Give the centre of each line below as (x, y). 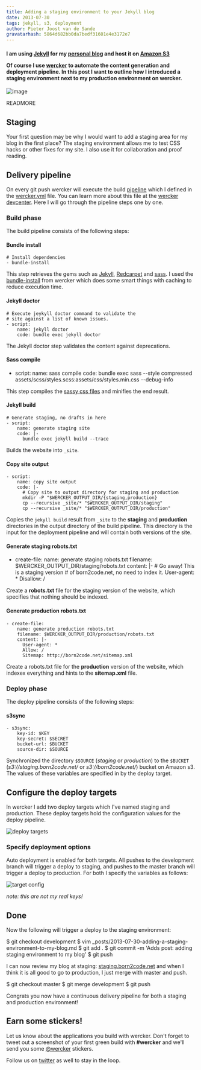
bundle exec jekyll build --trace (66, 439)
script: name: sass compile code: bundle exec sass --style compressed (104, 373)
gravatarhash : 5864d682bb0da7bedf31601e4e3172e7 (68, 34)
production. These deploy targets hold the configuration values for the (93, 813)
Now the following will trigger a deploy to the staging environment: (89, 930)
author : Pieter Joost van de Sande (51, 29)
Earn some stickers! (45, 1021)
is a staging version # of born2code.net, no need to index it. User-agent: (104, 572)
